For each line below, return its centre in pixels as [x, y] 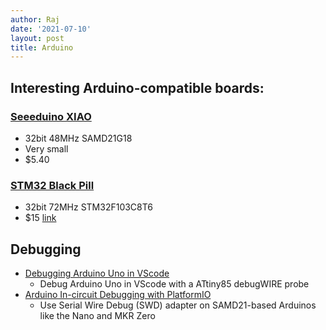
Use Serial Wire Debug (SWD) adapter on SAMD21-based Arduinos [178, 305]
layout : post [37, 38]
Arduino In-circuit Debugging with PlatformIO [118, 295]
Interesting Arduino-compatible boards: [137, 87]
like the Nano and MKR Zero [97, 316]
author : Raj [35, 19]
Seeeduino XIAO [51, 116]
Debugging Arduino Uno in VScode [97, 273]
